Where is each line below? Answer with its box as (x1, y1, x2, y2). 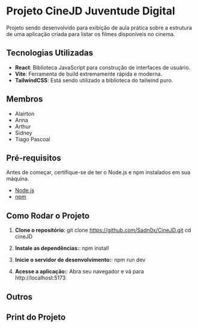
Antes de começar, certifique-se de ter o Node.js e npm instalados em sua (6, 169, 191, 176)
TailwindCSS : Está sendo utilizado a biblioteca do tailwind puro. (14, 76, 173, 84)
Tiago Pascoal (14, 135, 50, 142)
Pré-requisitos (6, 153, 62, 163)
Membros (6, 94, 43, 105)
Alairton (14, 110, 35, 117)
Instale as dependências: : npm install (14, 244, 109, 252)
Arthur (14, 123, 31, 130)
